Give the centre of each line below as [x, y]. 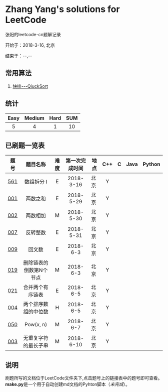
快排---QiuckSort [30, 86]
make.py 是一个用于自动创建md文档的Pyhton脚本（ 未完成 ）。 [67, 384]
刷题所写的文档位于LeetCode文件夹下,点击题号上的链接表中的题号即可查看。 [84, 378]
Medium [34, 118]
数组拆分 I [36, 182]
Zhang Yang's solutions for [62, 9]
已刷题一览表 [25, 145]
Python [151, 164]
